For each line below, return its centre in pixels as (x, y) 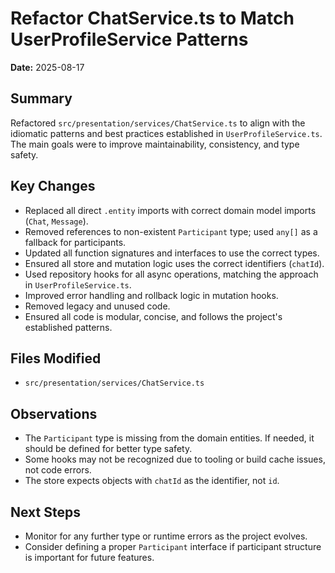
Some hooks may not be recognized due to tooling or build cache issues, (175, 459)
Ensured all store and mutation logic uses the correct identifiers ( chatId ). (174, 263)
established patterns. (68, 327)
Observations (54, 413)
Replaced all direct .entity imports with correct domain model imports (170, 210)
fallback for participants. (75, 242)
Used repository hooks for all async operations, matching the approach (171, 274)
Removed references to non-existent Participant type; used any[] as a (171, 231)
